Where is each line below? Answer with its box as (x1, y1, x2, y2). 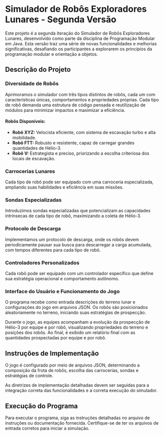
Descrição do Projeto (5, 66, 71, 74)
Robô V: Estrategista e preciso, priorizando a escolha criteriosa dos (12, 150, 149, 156)
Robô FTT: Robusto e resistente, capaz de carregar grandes (12, 139, 134, 146)
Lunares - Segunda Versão (5, 14, 117, 25)
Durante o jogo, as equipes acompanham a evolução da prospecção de (5, 319, 150, 325)
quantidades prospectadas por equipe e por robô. (5, 335, 106, 341)
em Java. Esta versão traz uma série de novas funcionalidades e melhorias (5, 40, 157, 46)
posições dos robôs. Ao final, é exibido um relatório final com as (5, 330, 135, 335)
